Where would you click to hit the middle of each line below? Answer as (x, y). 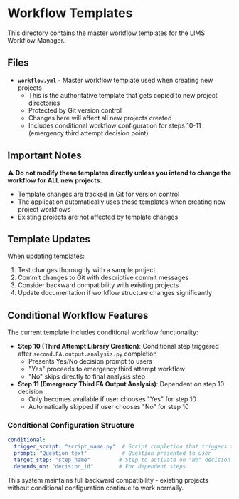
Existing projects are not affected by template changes (98, 217)
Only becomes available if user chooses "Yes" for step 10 (112, 399)
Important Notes (44, 156)
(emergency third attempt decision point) (88, 133)
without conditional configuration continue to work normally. (96, 488)
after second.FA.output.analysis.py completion (87, 354)
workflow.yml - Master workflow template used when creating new (115, 80)
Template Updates (49, 239)
